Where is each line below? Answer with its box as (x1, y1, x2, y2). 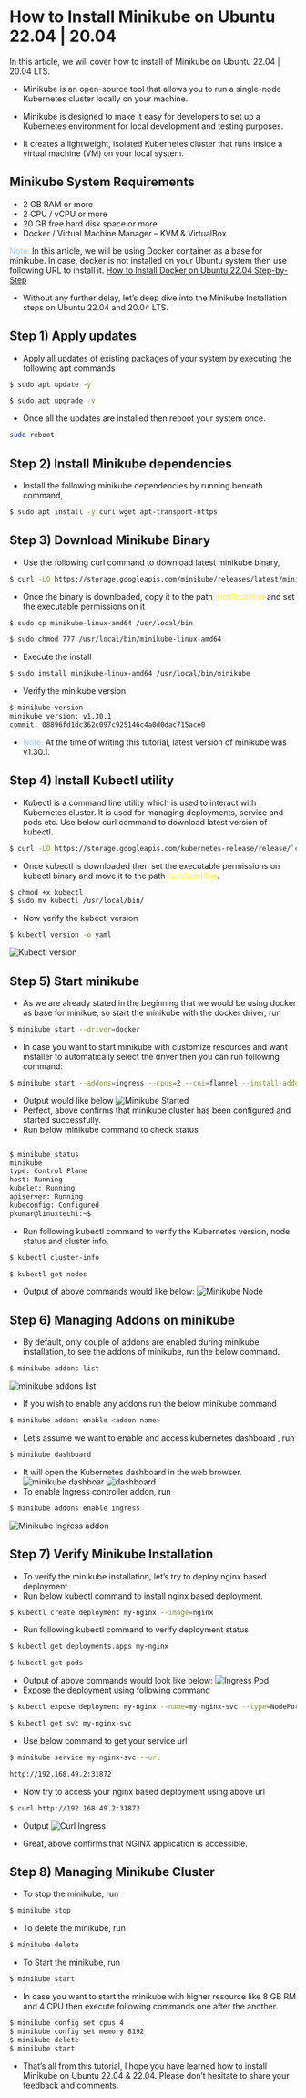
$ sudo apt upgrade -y (9, 396, 96, 405)
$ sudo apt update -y (9, 380, 92, 389)
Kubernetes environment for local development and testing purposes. (22, 121, 284, 131)
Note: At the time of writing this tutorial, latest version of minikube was (22, 737, 287, 748)
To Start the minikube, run (22, 1956, 121, 1968)
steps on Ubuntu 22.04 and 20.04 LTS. (22, 301, 168, 312)
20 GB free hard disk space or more (22, 217, 158, 229)
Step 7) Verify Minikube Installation (9, 1547, 214, 1562)
